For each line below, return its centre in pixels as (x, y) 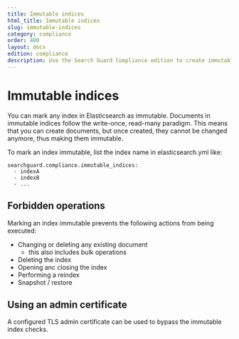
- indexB (27, 178)
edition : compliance (38, 54)
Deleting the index (44, 259)
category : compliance (39, 34)
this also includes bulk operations (77, 252)
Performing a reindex (49, 275)
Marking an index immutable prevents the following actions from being (111, 223)
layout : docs (27, 47)
